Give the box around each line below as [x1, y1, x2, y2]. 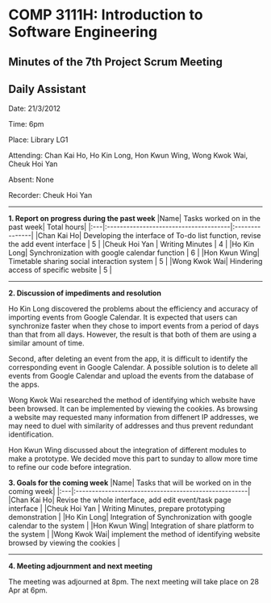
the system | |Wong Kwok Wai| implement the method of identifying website [8, 530, 261, 539]
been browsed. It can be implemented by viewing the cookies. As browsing [8, 404, 258, 413]
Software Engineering [8, 23, 158, 41]
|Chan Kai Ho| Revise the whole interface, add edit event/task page [8, 495, 231, 505]
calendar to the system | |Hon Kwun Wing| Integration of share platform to [8, 521, 254, 530]
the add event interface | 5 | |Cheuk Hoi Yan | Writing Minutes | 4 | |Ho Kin [8, 240, 255, 249]
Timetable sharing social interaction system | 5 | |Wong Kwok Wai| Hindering [8, 257, 263, 266]
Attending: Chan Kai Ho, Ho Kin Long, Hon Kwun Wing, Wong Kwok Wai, [8, 151, 248, 161]
